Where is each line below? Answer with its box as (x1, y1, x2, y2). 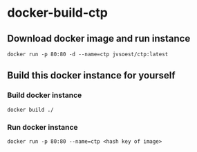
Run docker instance (7, 122, 78, 132)
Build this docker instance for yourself (7, 69, 176, 81)
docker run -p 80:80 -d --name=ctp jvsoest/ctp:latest (7, 51, 169, 58)
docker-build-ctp (7, 5, 109, 21)
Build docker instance (7, 90, 82, 100)
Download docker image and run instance (7, 33, 191, 44)
